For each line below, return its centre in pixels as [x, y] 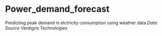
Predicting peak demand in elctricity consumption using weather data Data [81, 23]
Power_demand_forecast [57, 9]
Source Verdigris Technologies [36, 28]
